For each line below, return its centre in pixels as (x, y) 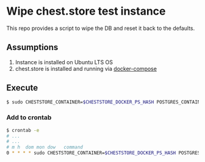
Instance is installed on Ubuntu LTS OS (64, 62)
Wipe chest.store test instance (86, 11)
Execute (22, 88)
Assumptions (32, 47)
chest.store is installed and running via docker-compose (86, 68)
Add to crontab (29, 117)
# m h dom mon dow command (45, 147)
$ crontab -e (23, 130)
